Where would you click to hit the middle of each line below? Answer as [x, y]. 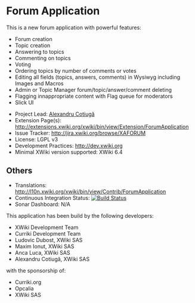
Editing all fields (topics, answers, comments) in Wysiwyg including [97, 77]
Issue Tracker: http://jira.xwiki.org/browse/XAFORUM [80, 133]
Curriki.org [28, 282]
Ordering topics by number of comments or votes [76, 70]
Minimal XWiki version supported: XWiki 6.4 [69, 152]
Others [19, 171]
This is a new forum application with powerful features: [74, 27]
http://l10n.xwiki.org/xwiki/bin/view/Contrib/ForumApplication [90, 191]
